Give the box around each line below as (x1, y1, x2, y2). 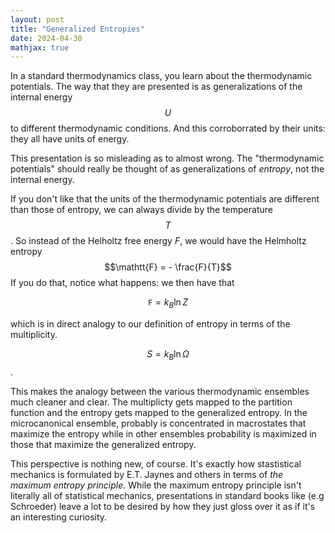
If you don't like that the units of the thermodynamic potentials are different (10, 193, 320, 205)
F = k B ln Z (148, 296, 188, 311)
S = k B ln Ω (146, 348, 190, 362)
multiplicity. (10, 329, 58, 341)
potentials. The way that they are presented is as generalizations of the (10, 81, 303, 93)
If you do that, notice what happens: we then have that (10, 277, 235, 289)
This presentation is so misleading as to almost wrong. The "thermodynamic (10, 152, 325, 165)
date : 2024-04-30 (10, 33, 83, 43)
